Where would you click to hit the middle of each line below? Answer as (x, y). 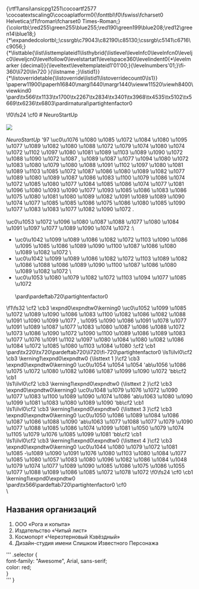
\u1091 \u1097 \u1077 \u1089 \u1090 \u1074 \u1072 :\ (70, 228)
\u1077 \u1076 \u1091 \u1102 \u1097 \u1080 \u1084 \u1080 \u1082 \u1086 (95, 339)
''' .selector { (22, 555)
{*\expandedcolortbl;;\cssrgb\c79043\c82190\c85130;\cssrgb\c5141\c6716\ (99, 40)
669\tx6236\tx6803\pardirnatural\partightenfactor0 (69, 103)
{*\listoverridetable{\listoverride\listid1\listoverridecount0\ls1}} (82, 78)
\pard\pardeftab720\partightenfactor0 (61, 296)
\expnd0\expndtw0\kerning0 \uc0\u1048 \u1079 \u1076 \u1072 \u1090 (92, 390)
